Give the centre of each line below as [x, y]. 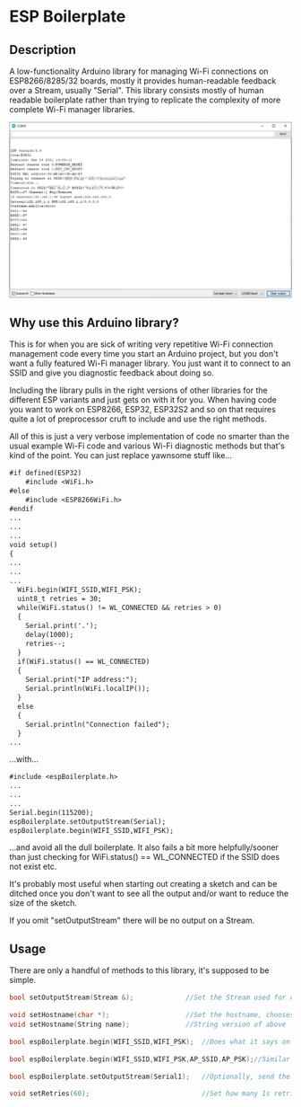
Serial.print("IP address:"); [82, 680]
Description [43, 50]
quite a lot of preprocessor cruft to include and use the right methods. [138, 419]
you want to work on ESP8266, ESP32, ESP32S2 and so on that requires [142, 410]
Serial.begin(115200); [52, 813]
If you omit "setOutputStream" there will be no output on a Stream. [132, 921]
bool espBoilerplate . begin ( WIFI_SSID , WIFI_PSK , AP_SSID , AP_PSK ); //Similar [150, 1059]
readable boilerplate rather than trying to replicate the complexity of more [145, 100]
